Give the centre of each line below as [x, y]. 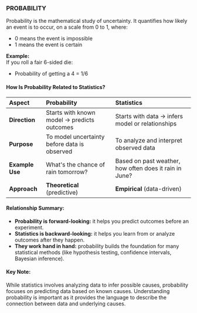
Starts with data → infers [149, 116]
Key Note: [18, 272]
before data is [65, 144]
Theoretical [62, 185]
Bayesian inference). [39, 258]
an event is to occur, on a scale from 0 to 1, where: [67, 27]
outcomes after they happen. [50, 240]
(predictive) [62, 192]
